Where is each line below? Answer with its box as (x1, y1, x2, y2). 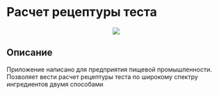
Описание (6, 46, 53, 59)
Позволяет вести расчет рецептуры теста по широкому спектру (6, 72, 199, 80)
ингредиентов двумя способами (6, 80, 104, 88)
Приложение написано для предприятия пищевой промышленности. (6, 65, 213, 74)
